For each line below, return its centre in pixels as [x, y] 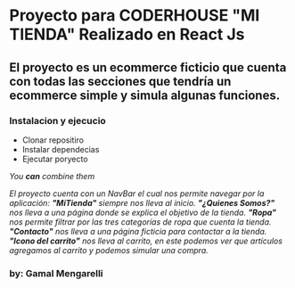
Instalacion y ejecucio [58, 120]
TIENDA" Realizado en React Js [127, 34]
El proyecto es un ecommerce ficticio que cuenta [148, 67]
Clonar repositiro [53, 140]
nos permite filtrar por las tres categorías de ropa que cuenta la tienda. [140, 222]
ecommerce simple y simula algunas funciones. [145, 95]
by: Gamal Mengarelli [57, 273]
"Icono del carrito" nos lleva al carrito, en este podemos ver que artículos [146, 241]
